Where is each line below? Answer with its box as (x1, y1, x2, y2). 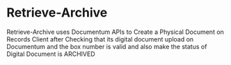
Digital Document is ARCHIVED (6, 50, 95, 58)
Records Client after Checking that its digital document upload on (6, 35, 194, 43)
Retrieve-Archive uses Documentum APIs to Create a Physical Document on (6, 28, 224, 36)
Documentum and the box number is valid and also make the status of (6, 42, 207, 50)
